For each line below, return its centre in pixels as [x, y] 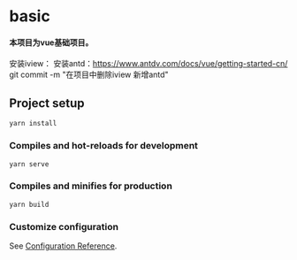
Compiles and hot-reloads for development [104, 146]
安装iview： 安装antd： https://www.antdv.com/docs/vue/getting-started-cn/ [148, 64]
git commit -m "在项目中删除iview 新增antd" [89, 75]
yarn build [29, 204]
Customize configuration [64, 226]
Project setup [47, 103]
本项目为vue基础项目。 [51, 42]
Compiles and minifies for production [91, 186]
